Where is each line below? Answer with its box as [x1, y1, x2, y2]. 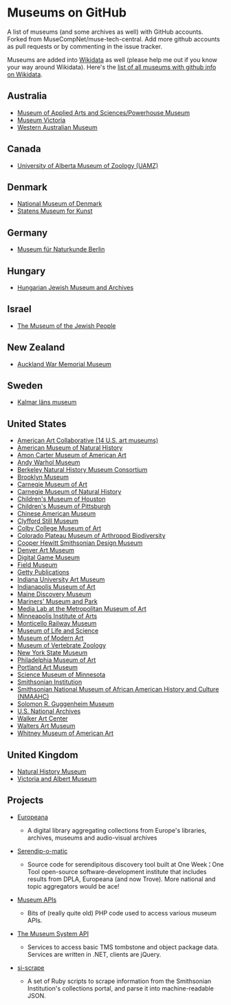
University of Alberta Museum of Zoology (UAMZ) [16, 161, 159, 169]
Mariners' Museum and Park [16, 597, 98, 605]
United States [7, 418, 67, 430]
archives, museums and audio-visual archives [27, 833, 157, 842]
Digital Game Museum [16, 553, 80, 562]
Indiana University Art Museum [16, 575, 105, 583]
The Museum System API [16, 929, 89, 937]
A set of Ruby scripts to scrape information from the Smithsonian [27, 977, 212, 985]
